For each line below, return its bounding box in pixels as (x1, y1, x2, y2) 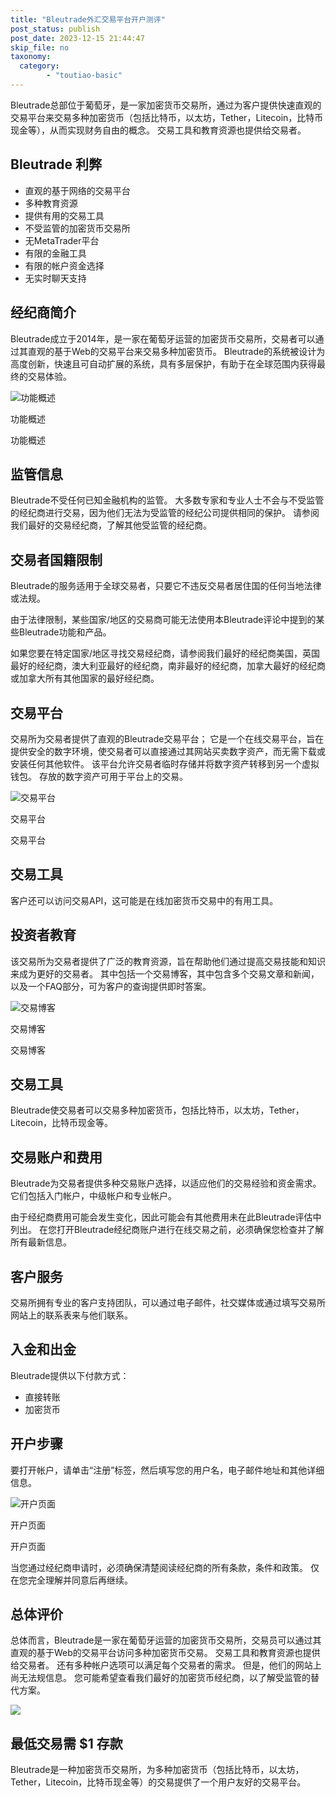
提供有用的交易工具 (24, 209, 105, 221)
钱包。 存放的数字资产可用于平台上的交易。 (10, 770, 188, 782)
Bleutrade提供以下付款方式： (10, 1369, 130, 1381)
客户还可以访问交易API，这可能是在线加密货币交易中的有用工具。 (10, 894, 279, 906)
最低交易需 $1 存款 (10, 1735, 123, 1752)
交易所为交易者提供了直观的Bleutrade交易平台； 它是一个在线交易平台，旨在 (10, 732, 325, 745)
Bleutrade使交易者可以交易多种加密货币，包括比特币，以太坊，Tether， (10, 1104, 305, 1116)
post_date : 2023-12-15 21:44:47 (10, 33, 145, 43)
